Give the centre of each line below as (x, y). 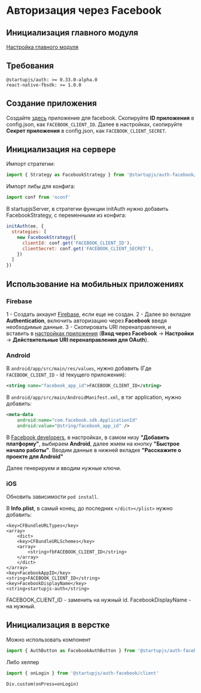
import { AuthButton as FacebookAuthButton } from (71, 650)
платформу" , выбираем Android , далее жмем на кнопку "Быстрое (93, 443)
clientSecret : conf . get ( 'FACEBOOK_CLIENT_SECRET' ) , (88, 249)
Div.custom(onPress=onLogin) (42, 684)
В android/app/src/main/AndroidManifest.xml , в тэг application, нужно (94, 398)
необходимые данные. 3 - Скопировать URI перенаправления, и (89, 327)
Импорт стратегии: (31, 164)
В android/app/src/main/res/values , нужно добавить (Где (79, 368)
